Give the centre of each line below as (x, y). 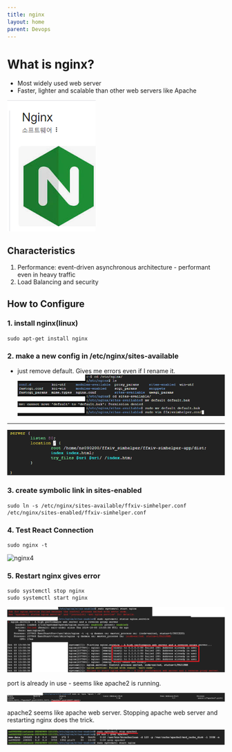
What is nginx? (51, 64)
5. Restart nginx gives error (54, 576)
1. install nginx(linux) (42, 323)
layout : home (26, 22)
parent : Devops (29, 29)
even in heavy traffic (46, 275)
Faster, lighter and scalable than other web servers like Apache (107, 91)
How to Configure (46, 304)
